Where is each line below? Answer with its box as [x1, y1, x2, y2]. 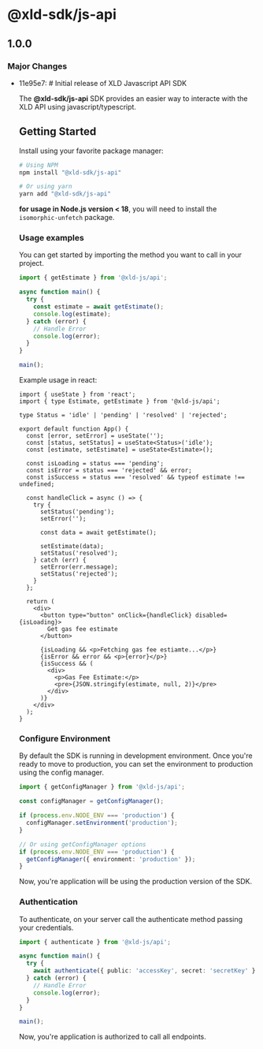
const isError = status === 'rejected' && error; [26, 467, 192, 475]
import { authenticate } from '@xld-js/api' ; [18, 938, 171, 946]
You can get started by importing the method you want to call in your [18, 250, 242, 259]
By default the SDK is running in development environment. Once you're [18, 751, 253, 760]
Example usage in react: [18, 375, 98, 385]
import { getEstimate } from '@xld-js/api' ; [18, 274, 168, 282]
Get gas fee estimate [47, 625, 119, 633]
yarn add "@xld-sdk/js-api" [18, 190, 111, 198]
